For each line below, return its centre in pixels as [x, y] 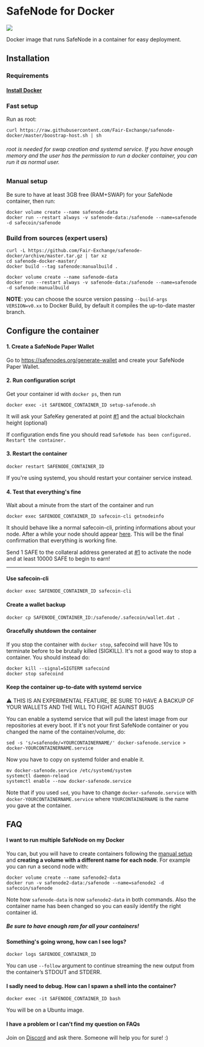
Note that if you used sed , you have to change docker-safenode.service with [102, 793]
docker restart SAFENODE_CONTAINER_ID [55, 467]
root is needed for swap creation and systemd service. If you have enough [100, 149]
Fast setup [22, 106]
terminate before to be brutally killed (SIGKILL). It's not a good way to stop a [101, 650]
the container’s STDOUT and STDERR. [54, 972]
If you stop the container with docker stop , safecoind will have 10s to [92, 644]
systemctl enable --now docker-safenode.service [69, 782]
